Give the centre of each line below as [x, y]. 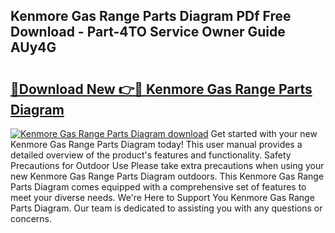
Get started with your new [264, 133]
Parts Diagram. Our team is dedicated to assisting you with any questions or [166, 208]
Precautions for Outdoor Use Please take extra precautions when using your [167, 165]
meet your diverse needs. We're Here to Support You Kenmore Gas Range [162, 197]
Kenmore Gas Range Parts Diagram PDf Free [151, 16]
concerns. [31, 218]
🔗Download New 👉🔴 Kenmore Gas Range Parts [161, 89]
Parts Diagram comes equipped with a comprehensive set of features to [158, 187]
